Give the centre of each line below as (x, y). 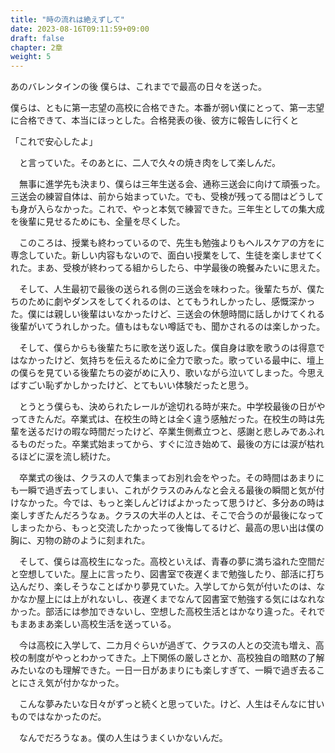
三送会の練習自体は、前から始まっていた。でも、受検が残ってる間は (150, 197)
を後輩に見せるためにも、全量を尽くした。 (98, 222)
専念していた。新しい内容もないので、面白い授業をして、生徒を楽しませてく (167, 255)
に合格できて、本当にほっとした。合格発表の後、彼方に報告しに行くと (155, 120)
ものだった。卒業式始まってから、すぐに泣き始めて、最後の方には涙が (163, 444)
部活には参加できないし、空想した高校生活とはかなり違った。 (172, 612)
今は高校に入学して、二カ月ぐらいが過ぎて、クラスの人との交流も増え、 (167, 645)
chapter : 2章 (36, 47)
